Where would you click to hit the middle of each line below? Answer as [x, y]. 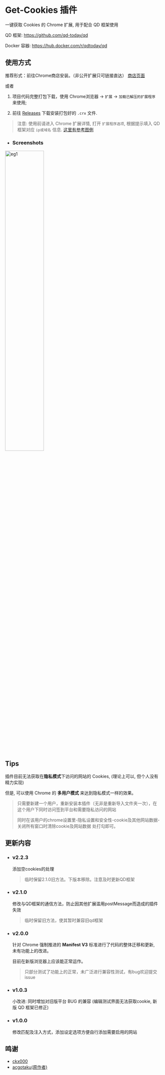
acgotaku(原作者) [30, 1067]
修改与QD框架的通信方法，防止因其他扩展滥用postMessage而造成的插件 [85, 904]
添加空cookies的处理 [33, 869]
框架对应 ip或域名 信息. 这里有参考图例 [55, 130]
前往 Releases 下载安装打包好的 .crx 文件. [55, 113]
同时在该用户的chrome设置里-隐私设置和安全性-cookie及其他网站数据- [88, 820]
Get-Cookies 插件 [41, 10]
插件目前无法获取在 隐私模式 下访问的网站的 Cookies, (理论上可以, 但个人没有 [82, 776]
